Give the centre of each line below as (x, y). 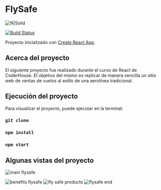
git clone (17, 120)
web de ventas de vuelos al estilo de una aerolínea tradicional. (69, 80)
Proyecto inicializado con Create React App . (50, 42)
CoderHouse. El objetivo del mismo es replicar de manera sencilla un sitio (81, 75)
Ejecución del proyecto (42, 96)
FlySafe (21, 9)
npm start (17, 145)
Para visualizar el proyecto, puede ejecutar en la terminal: (64, 108)
